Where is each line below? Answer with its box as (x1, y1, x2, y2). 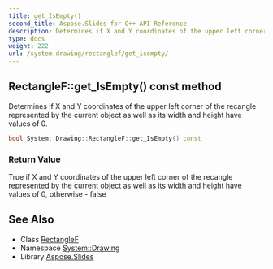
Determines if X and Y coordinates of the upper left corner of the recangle (8, 101, 257, 111)
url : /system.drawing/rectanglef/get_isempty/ (8, 50, 169, 58)
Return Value (8, 154, 61, 165)
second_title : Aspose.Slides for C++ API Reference (8, 20, 187, 28)
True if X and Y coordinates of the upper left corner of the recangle (8, 171, 233, 181)
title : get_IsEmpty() (8, 11, 82, 20)
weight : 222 (8, 42, 49, 50)
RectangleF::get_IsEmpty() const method (8, 80, 222, 93)
